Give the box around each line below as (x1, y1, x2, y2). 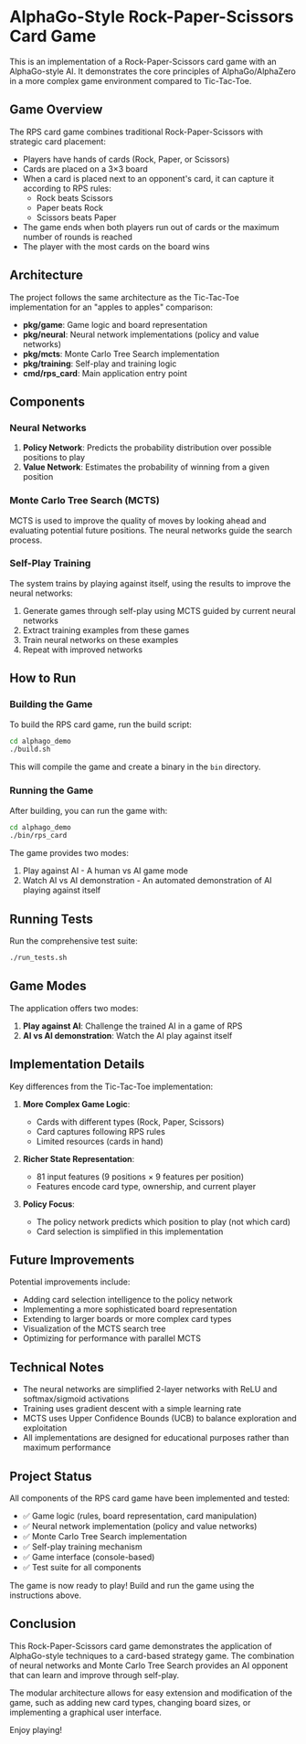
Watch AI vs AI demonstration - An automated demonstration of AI (22, 875, 272, 886)
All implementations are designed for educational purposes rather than (22, 1432, 290, 1443)
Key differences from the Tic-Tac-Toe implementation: (9, 1081, 214, 1092)
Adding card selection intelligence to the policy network (22, 1295, 233, 1305)
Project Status (9, 1468, 93, 1484)
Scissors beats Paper (36, 212, 117, 223)
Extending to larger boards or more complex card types (22, 1314, 232, 1325)
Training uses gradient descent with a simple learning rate (22, 1403, 242, 1414)
